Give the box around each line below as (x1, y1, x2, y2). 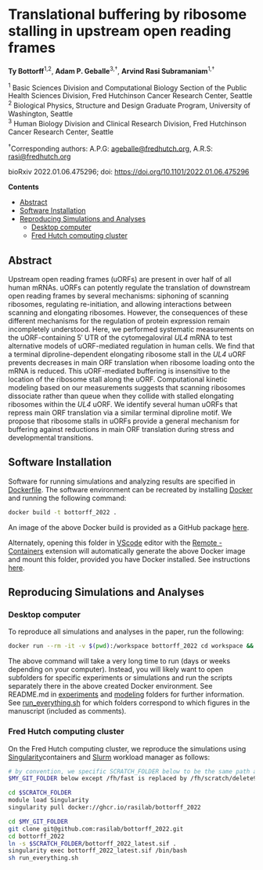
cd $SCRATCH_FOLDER (8, 789, 72, 797)
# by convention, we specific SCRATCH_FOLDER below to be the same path (8, 767, 250, 775)
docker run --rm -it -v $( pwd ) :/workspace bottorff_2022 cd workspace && (8, 642, 254, 650)
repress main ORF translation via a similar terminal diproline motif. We (8, 408, 232, 418)
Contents (8, 182, 39, 192)
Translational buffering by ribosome (8, 5, 247, 24)
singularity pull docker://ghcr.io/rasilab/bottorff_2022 (8, 803, 201, 812)
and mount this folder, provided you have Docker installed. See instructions (8, 554, 250, 564)
